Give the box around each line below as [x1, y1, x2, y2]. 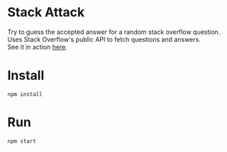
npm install [7, 90, 43, 98]
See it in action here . [7, 42, 67, 51]
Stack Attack [7, 4, 85, 21]
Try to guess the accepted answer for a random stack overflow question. [7, 28, 221, 36]
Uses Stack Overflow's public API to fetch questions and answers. [7, 35, 201, 43]
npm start [7, 137, 37, 145]
